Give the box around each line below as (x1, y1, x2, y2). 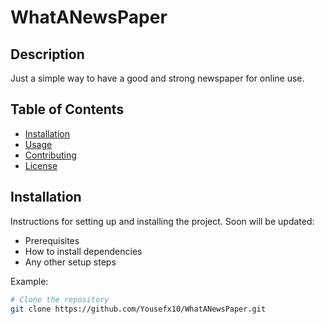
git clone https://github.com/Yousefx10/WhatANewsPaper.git (10, 304, 267, 314)
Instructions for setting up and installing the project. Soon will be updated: (10, 215, 315, 227)
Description (10, 46, 85, 63)
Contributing (24, 149, 77, 161)
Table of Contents (10, 101, 125, 118)
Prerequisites (24, 234, 80, 246)
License (24, 159, 58, 171)
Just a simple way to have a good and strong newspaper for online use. (10, 72, 305, 84)
